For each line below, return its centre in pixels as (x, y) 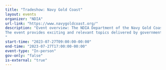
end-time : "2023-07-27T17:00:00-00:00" (46, 46)
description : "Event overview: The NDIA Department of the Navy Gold (78, 28)
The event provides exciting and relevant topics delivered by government (84, 33)
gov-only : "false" (24, 55)
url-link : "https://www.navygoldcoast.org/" (52, 23)
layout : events (21, 14)
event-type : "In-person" (31, 51)
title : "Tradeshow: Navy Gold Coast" (44, 10)
